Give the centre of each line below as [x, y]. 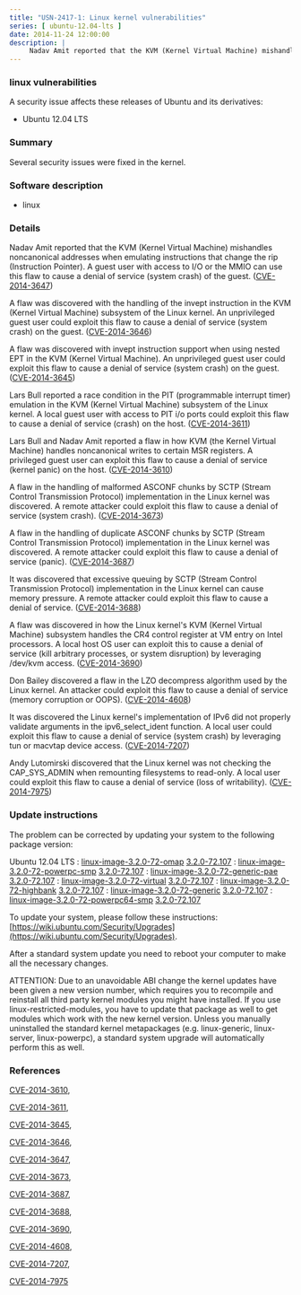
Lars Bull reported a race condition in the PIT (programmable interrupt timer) [150, 395]
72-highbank [33, 890]
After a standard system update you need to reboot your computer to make [148, 953]
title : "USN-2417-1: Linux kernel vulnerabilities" [107, 17]
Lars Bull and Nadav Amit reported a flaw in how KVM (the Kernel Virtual [142, 442]
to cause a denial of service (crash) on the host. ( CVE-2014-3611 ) [130, 424]
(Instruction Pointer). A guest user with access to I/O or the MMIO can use [146, 267]
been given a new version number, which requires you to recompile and [142, 990]
